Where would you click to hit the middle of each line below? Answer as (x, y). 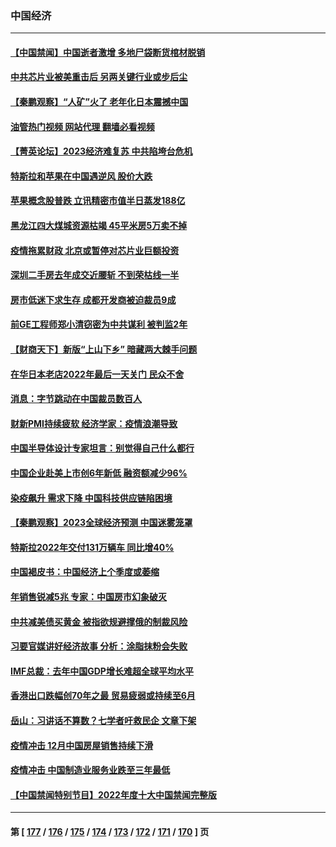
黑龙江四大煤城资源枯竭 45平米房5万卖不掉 (99, 226)
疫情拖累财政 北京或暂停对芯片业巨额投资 (95, 250)
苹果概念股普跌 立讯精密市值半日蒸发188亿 (98, 201)
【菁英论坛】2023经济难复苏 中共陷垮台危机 (101, 151)
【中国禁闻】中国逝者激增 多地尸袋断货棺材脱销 (108, 52)
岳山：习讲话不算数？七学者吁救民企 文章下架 (103, 720)
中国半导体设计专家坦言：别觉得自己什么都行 (102, 448)
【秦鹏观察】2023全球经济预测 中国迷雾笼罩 (101, 523)
